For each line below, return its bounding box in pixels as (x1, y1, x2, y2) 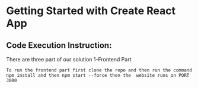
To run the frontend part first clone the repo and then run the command (6, 67, 193, 73)
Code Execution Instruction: (6, 40, 112, 50)
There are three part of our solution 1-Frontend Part (6, 56, 132, 63)
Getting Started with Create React (6, 4, 176, 18)
